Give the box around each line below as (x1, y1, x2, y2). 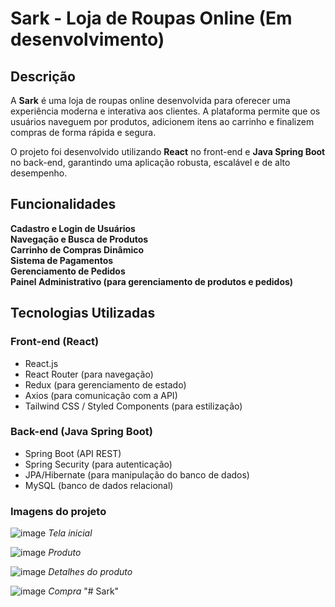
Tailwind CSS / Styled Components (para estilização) (24, 400, 243, 412)
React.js (24, 357, 59, 369)
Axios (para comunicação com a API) (24, 389, 178, 401)
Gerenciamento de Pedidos (10, 265, 126, 277)
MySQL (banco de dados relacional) (24, 479, 174, 491)
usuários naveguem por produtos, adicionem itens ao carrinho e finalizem (10, 116, 315, 127)
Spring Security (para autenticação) (24, 458, 173, 470)
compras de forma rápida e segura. (10, 127, 157, 138)
